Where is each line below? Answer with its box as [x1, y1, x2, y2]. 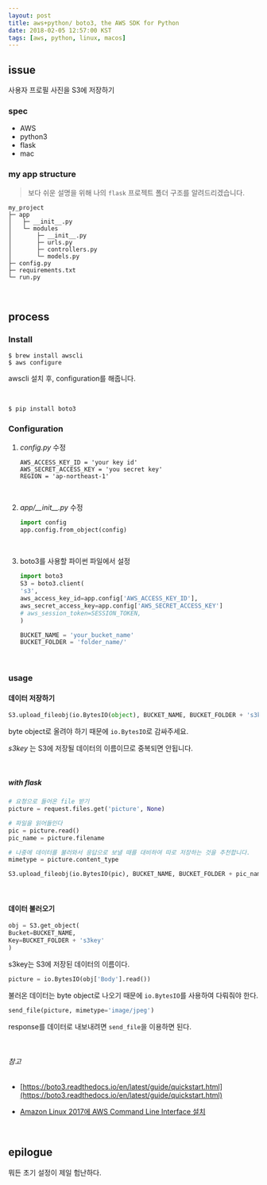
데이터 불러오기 [8, 903, 56, 913]
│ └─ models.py [8, 252, 80, 261]
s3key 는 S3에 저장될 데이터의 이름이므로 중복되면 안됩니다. [8, 743, 193, 753]
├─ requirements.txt [8, 266, 77, 274]
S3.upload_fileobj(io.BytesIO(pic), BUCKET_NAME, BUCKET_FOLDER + [8, 870, 233, 878]
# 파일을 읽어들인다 [8, 819, 63, 827]
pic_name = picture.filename [8, 834, 105, 842]
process [8, 311, 50, 324]
